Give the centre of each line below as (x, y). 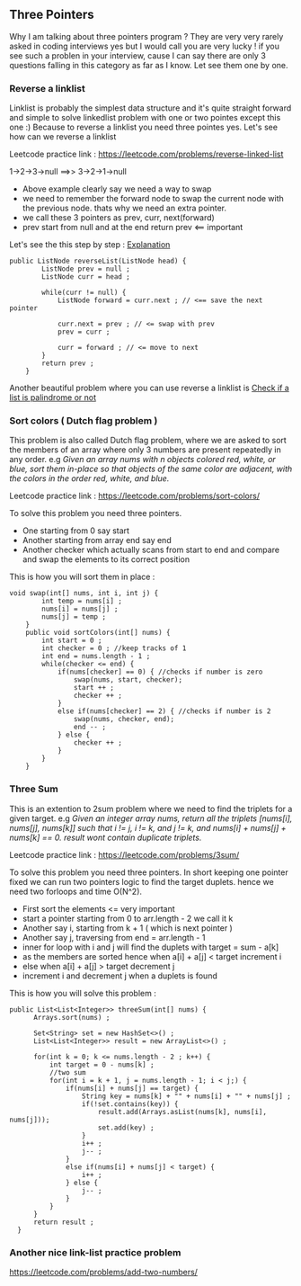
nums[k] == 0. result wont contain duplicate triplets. (106, 837)
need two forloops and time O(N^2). (75, 891)
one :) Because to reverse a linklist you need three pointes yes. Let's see (144, 127)
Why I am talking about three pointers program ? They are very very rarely (146, 36)
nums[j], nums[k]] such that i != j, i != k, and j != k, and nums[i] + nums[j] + (148, 827)
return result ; (63, 1222)
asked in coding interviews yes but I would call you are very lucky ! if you (145, 46)
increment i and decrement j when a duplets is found (120, 976)
